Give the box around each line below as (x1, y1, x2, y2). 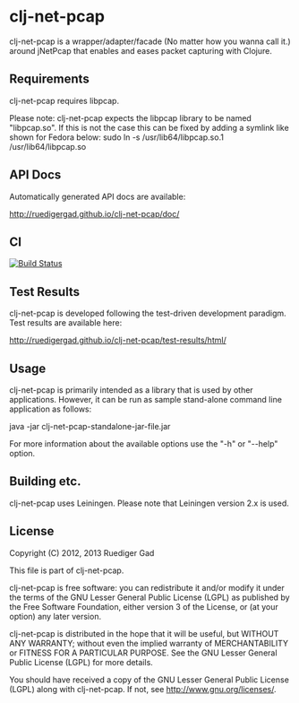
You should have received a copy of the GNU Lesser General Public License (9, 674, 289, 685)
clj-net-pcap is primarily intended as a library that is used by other (9, 385, 253, 395)
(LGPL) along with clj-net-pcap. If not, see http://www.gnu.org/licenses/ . (9, 683, 277, 694)
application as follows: (9, 404, 92, 414)
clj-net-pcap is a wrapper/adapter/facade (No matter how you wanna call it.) (9, 36, 291, 47)
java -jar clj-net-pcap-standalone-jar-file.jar (9, 421, 171, 431)
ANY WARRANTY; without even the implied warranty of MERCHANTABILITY (9, 638, 289, 648)
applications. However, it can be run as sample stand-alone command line (9, 395, 282, 404)
